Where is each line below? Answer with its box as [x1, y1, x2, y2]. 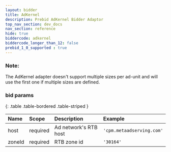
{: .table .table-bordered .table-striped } [5, 103, 89, 109]
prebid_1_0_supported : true [5, 45, 67, 50]
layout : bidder [5, 7, 38, 13]
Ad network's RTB [54, 124, 98, 131]
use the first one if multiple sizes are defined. [5, 79, 100, 85]
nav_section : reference [5, 26, 56, 32]
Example [103, 115, 125, 123]
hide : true [5, 31, 28, 36]
